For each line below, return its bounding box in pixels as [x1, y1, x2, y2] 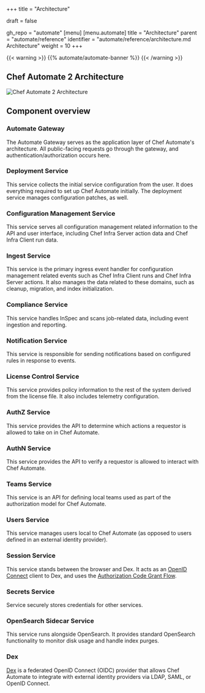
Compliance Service [6, 301, 69, 309]
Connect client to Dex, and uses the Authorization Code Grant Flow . [6, 572, 177, 579]
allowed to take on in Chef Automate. [6, 429, 100, 436]
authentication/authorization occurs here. [6, 151, 111, 159]
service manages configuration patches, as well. [6, 194, 129, 201]
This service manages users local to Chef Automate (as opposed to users [6, 529, 192, 537]
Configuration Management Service [6, 209, 116, 218]
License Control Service [6, 372, 80, 381]
